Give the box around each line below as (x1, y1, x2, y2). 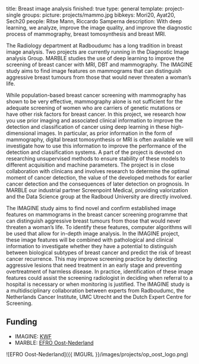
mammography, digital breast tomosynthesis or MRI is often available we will (6, 136, 193, 143)
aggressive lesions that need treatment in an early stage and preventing (6, 262, 182, 269)
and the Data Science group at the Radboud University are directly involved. (6, 193, 192, 200)
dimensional (6, 129, 36, 137)
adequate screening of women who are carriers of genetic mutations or (6, 104, 181, 111)
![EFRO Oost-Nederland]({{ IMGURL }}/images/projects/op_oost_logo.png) (6, 350, 189, 357)
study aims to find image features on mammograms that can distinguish (6, 67, 182, 74)
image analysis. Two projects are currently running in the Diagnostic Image (6, 48, 189, 55)
